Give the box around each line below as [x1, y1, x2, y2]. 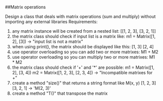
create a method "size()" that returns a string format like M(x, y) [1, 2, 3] [12, 80, 156, 86]
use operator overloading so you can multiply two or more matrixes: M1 [12, 54, 155, 60]
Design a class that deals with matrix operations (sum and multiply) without [5, 14, 156, 19]
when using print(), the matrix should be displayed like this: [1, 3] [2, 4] [12, 44, 154, 49]
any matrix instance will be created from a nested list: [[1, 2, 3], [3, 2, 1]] [12, 28, 156, 34]
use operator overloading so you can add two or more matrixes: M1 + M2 [12, 49, 159, 55]
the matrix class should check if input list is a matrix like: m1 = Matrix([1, [12, 34, 156, 39]
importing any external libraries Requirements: [5, 19, 98, 24]
